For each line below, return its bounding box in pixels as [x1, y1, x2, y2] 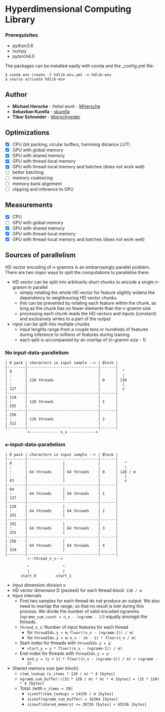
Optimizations [5, 128, 49, 137]
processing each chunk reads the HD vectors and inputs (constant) [19, 310, 157, 316]
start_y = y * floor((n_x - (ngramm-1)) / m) [27, 646, 123, 651]
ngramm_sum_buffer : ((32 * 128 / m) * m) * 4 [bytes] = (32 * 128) [19, 676, 160, 682]
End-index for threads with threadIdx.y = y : [19, 651, 110, 657]
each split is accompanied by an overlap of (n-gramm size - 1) [19, 336, 146, 342]
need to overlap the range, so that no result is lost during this [19, 603, 144, 609]
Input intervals [12, 593, 42, 599]
